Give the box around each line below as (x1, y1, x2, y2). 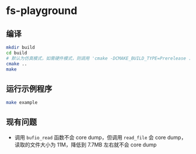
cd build (6, 50, 27, 56)
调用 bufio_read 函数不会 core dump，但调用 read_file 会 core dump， (14, 134, 187, 141)
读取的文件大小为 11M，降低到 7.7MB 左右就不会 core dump (14, 141, 157, 148)
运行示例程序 (6, 83, 52, 94)
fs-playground (6, 4, 78, 17)
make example (6, 100, 38, 106)
